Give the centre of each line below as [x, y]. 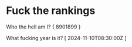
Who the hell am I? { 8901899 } [43, 27]
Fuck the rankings [51, 11]
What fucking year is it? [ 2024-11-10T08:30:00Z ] [67, 38]
